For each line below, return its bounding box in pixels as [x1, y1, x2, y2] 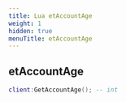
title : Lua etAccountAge [8, 11, 93, 20]
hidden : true [8, 27, 53, 35]
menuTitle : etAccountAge [8, 34, 93, 43]
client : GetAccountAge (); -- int [8, 86, 118, 94]
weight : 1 [8, 19, 42, 28]
